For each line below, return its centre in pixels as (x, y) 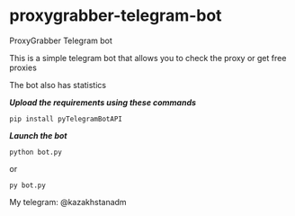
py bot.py (28, 185)
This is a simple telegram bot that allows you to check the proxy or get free (148, 58)
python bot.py (36, 152)
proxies (23, 67)
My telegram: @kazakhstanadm (68, 202)
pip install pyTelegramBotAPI (66, 119)
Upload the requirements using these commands (103, 102)
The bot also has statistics (58, 85)
